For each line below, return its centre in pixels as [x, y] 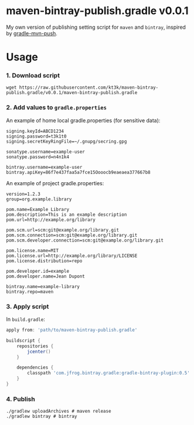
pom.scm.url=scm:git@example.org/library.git [62, 230]
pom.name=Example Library [38, 209]
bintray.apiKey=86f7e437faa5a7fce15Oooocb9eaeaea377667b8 [78, 172]
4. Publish [21, 399]
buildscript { [23, 340]
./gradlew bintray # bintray [42, 416]
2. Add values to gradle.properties [57, 108]
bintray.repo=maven [30, 292]
